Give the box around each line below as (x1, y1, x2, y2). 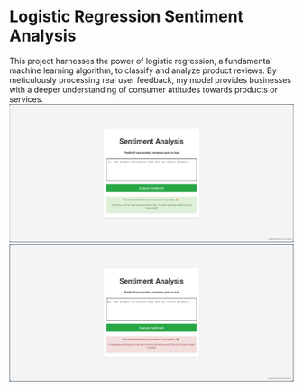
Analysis (9, 25, 77, 46)
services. (9, 93, 43, 105)
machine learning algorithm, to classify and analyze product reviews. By (9, 65, 277, 76)
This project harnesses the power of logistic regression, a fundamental (9, 55, 272, 66)
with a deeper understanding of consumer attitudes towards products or (9, 84, 278, 95)
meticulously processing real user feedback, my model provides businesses (9, 74, 292, 85)
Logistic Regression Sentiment (9, 6, 244, 27)
